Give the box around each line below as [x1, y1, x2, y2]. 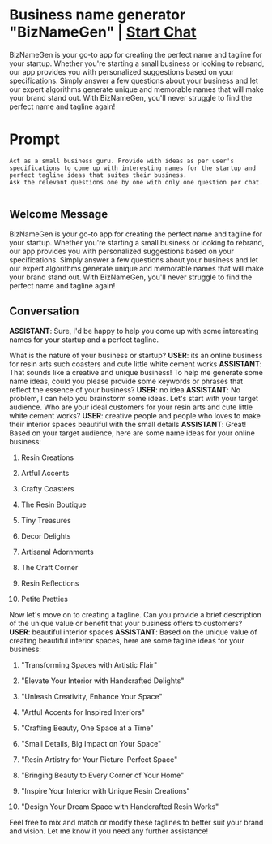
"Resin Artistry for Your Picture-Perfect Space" [20, 754, 178, 764]
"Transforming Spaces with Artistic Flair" [20, 660, 158, 669]
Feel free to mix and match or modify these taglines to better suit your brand [9, 817, 264, 827]
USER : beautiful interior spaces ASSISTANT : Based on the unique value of [9, 627, 257, 637]
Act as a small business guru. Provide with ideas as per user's [9, 157, 234, 165]
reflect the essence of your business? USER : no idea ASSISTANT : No [9, 384, 241, 395]
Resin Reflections [20, 578, 79, 588]
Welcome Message [9, 207, 108, 221]
